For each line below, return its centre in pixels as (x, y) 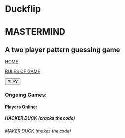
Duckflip (23, 9)
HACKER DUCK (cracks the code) (40, 118)
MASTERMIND (35, 32)
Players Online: (21, 107)
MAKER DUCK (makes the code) (38, 131)
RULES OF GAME (23, 71)
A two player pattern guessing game (62, 50)
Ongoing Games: (26, 95)
